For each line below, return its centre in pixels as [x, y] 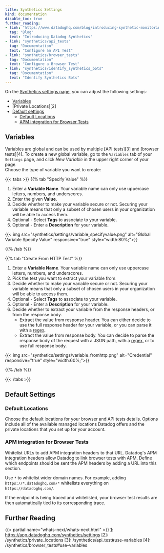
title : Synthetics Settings [34, 10]
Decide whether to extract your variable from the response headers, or [83, 309]
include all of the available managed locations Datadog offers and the [75, 424]
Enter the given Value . [34, 199]
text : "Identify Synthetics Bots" [44, 78]
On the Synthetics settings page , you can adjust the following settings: [76, 91]
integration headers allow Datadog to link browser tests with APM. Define [79, 458]
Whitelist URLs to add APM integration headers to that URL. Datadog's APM [81, 452]
